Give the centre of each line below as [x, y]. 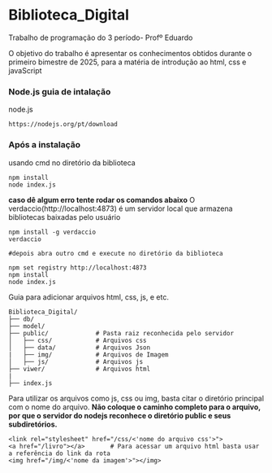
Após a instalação [45, 145]
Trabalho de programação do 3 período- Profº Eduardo [101, 37]
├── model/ [27, 326]
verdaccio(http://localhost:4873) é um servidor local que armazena [121, 208]
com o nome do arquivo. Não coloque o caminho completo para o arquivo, [135, 407]
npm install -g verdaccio [52, 232]
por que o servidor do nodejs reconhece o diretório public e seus [120, 415]
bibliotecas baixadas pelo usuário [65, 217]
